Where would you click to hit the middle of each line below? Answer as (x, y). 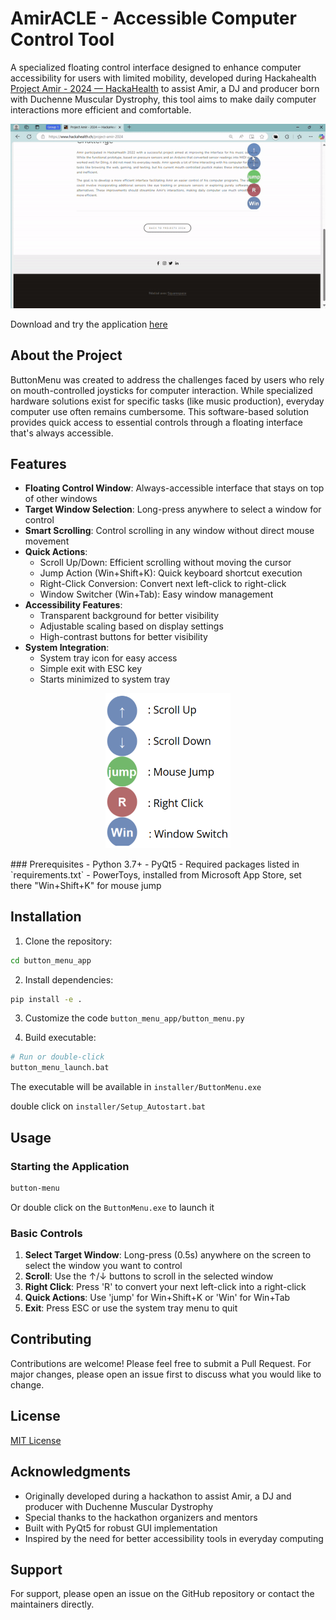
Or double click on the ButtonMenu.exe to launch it (112, 1207)
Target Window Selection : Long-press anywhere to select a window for (173, 509)
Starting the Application (70, 1166)
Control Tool (62, 39)
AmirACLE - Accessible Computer (153, 18)
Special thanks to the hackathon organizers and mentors (141, 1517)
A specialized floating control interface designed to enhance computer (156, 67)
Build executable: (60, 1038)
